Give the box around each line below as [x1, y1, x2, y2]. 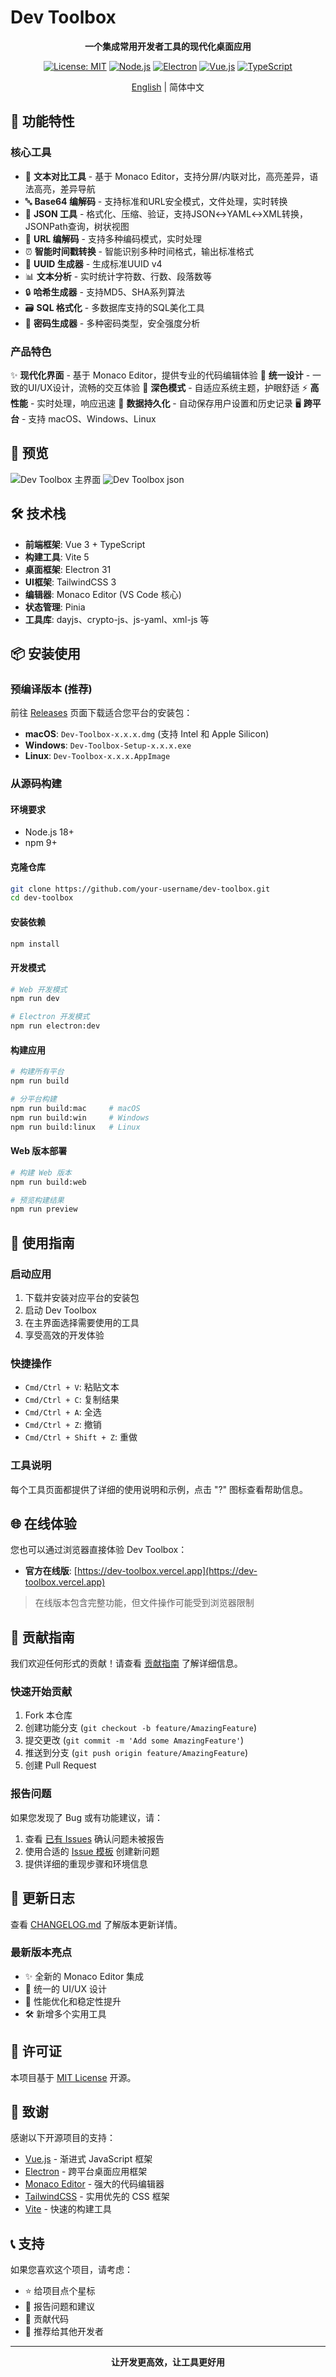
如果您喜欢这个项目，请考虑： [10, 2264, 133, 2276]
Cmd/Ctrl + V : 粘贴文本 [24, 1381, 120, 1393]
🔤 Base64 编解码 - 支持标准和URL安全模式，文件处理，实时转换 [24, 195, 288, 207]
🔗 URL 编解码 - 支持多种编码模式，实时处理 [24, 232, 202, 245]
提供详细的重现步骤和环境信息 [24, 1857, 148, 1870]
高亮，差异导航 [33, 182, 96, 195]
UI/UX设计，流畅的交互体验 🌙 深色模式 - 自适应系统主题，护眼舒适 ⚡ [27, 381, 308, 393]
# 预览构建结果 [10, 1195, 65, 1205]
